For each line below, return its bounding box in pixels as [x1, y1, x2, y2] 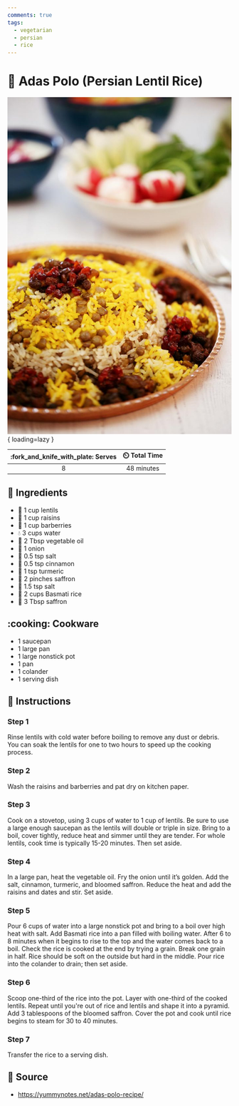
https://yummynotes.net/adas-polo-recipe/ [17, 1090, 144, 1098]
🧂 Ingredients [7, 487, 68, 499]
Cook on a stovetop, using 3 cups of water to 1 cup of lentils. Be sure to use [7, 816, 229, 824]
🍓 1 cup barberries [17, 521, 72, 529]
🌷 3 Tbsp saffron [17, 597, 68, 605]
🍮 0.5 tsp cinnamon [17, 559, 75, 568]
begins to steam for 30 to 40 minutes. [7, 1016, 118, 1025]
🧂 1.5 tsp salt [17, 582, 55, 590]
